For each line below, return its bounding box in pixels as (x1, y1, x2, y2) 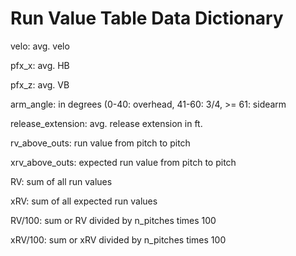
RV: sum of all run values (10, 175, 113, 187)
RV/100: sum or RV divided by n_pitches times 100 (10, 214, 217, 226)
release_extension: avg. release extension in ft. (10, 117, 203, 129)
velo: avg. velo (10, 40, 70, 52)
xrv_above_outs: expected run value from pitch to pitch (10, 156, 237, 168)
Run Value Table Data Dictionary (10, 7, 284, 30)
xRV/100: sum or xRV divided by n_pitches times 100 (10, 233, 227, 246)
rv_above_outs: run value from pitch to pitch (10, 137, 191, 149)
